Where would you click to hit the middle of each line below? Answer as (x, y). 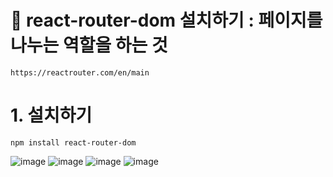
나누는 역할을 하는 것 (89, 45)
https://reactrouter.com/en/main (80, 72)
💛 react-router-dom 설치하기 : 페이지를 (166, 20)
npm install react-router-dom (73, 142)
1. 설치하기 (51, 115)
